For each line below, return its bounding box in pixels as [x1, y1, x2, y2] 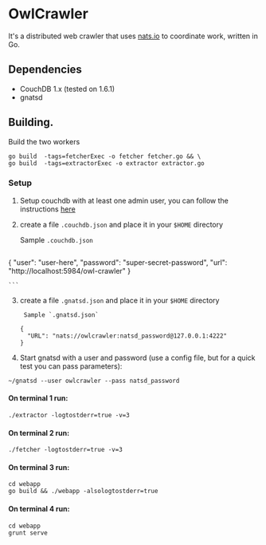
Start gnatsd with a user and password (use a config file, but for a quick [19, 353, 256, 362]
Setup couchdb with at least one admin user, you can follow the [19, 195, 229, 205]
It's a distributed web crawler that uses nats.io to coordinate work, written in [8, 31, 259, 41]
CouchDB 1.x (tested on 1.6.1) [19, 84, 115, 93]
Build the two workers [8, 136, 80, 146]
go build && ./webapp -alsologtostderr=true [8, 488, 158, 496]
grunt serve [8, 528, 48, 537]
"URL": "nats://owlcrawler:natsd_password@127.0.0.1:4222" [27, 332, 228, 340]
